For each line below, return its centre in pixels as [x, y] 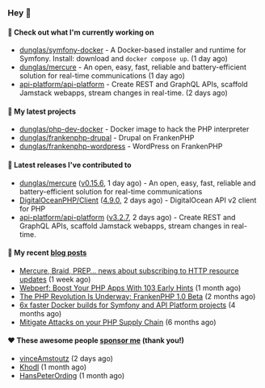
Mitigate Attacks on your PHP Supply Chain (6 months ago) [118, 322]
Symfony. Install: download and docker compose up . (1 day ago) [123, 59]
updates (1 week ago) [55, 279]
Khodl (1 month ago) [53, 367]
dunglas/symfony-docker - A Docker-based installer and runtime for [133, 50]
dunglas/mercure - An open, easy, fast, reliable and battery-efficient [133, 67]
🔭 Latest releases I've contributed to [69, 165]
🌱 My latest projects [42, 111]
